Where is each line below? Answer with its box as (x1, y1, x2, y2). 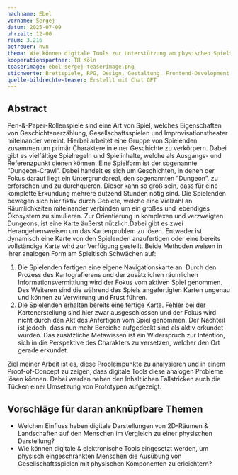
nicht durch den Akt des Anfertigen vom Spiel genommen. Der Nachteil (17, 316, 225, 325)
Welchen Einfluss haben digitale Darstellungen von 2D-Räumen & (17, 422, 209, 430)
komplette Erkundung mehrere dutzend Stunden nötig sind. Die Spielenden (7, 189, 227, 198)
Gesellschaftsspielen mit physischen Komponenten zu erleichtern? (17, 459, 212, 468)
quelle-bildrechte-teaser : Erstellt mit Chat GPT (7, 76, 157, 84)
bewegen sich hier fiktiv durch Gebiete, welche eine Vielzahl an (7, 196, 193, 206)
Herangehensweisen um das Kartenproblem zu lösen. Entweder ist (7, 227, 203, 235)
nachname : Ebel (7, 10, 52, 18)
